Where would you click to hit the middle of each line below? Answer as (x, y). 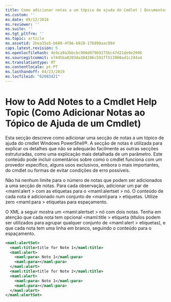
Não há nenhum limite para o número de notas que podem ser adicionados (84, 180)
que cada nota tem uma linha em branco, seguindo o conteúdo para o (78, 228)
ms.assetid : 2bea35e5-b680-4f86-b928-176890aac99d (60, 43)
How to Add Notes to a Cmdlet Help (81, 102)
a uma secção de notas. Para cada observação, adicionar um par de (77, 185)
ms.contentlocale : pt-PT (32, 67)
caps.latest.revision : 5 (32, 48)
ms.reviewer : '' (22, 24)
